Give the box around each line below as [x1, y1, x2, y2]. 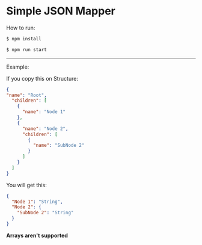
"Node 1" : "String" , [11, 199, 63, 205]
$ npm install [6, 36, 42, 42]
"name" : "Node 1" [22, 109, 66, 115]
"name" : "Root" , [6, 92, 47, 98]
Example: [6, 63, 29, 70]
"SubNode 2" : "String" [17, 209, 74, 216]
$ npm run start [6, 46, 47, 52]
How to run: [6, 24, 35, 31]
